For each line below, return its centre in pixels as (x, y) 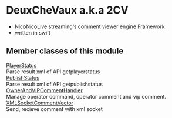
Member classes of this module (65, 51)
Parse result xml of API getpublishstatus (54, 84)
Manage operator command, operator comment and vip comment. (86, 96)
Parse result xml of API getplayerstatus (53, 72)
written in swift (33, 32)
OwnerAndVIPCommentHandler (45, 90)
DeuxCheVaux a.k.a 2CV (67, 10)
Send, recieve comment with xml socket (54, 109)
